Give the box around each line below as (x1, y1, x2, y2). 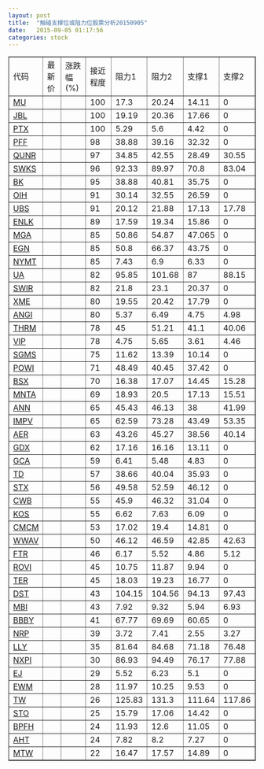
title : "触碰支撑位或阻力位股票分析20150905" (8, 19, 148, 27)
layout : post (8, 11, 51, 20)
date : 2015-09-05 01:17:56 (8, 26, 104, 34)
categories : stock (8, 33, 68, 42)
